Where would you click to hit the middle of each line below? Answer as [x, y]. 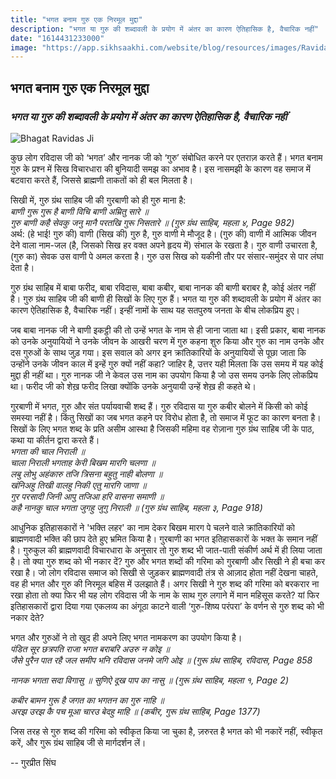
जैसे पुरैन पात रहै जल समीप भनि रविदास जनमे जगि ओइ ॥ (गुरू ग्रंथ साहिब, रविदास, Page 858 [161, 660]
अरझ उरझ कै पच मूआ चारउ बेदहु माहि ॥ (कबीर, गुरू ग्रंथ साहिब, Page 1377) [135, 711]
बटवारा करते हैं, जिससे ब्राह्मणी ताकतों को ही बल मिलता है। [102, 180]
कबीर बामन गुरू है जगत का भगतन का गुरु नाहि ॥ [87, 700]
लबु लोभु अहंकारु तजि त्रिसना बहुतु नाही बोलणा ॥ [86, 473]
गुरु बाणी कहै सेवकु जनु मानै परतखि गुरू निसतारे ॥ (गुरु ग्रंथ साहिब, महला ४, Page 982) [152, 222]
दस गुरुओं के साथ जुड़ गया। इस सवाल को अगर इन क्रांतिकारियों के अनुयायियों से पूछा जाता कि [158, 352]
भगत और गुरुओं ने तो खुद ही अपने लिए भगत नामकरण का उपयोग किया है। [126, 637]
